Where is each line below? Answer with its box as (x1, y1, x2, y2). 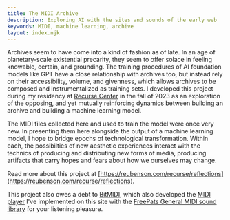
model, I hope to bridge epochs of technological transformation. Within (7, 135, 209, 143)
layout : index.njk (7, 29, 60, 36)
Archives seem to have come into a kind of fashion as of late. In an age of (7, 48, 216, 56)
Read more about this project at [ (7, 170, 101, 178)
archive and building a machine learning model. (7, 107, 142, 115)
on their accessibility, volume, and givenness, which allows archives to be (7, 77, 217, 86)
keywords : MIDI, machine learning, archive (7, 23, 134, 30)
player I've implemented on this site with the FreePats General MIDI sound (7, 197, 217, 206)
